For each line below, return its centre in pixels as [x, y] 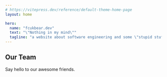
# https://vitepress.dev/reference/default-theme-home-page [69, 10]
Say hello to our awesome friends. [40, 69]
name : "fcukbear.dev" [32, 28]
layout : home [19, 14]
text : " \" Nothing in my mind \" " [43, 33]
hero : [11, 23]
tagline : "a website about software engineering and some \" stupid [81, 37]
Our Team [21, 57]
